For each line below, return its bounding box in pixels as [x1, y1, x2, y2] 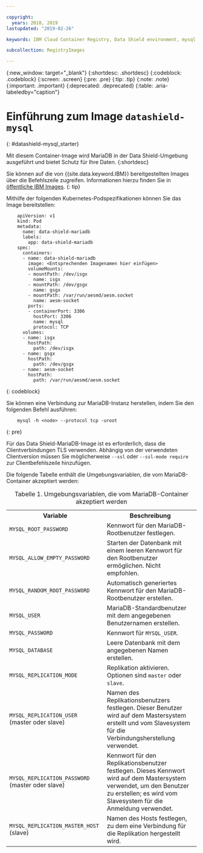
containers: [22, 250, 53, 256]
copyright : [6, 14, 34, 20]
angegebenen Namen [106, 646, 169, 654]
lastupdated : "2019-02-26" [6, 25, 74, 31]
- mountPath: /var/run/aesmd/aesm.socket [28, 292, 134, 298]
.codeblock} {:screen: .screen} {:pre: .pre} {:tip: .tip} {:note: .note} [6, 76, 170, 83]
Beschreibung [129, 512, 171, 520]
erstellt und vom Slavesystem [106, 719, 190, 727]
